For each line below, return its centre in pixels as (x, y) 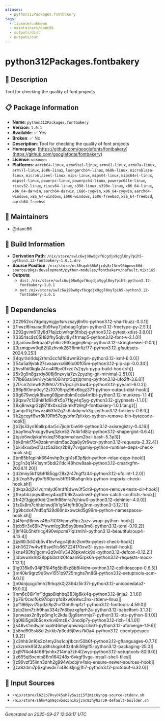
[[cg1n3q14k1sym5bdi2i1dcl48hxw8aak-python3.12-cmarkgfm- (76, 463)
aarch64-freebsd (29, 202)
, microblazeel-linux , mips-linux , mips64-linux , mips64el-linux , (88, 175)
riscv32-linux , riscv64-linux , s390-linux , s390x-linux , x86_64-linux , (83, 185)
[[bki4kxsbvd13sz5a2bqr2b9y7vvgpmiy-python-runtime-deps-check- (83, 447)
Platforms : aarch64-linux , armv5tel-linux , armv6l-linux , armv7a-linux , (84, 164)
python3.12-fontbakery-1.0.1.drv (46, 261)
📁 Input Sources (30, 683)
